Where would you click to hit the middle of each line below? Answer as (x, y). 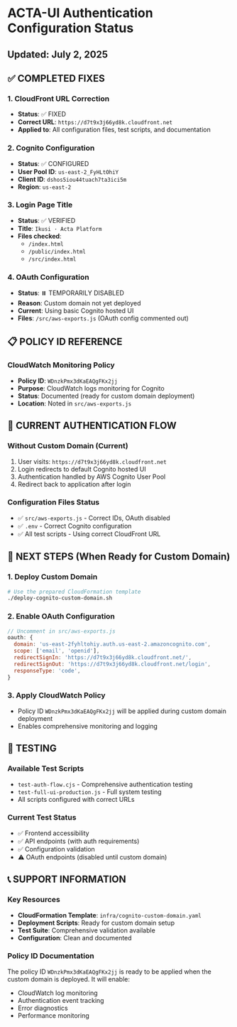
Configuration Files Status (54, 502)
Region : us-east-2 (44, 187)
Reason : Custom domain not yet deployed (79, 303)
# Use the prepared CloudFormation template (74, 592)
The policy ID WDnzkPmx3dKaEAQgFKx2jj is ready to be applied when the (109, 972)
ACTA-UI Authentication (81, 13)
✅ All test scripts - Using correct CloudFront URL (89, 533)
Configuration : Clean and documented (75, 938)
